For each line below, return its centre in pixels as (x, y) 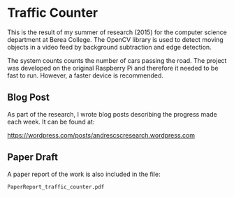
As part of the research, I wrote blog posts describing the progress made (112, 114)
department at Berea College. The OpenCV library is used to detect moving (115, 39)
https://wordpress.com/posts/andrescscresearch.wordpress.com (101, 135)
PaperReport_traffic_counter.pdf (56, 187)
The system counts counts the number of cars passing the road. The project (117, 60)
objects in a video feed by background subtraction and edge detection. (109, 47)
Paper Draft (32, 158)
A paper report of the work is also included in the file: (84, 174)
